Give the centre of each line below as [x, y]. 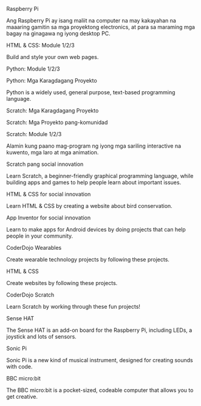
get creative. [22, 397]
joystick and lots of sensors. [42, 336]
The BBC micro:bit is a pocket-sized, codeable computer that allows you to [100, 390]
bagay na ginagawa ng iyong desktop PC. [58, 33]
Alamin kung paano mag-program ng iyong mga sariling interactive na [94, 146]
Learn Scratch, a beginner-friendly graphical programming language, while [100, 176]
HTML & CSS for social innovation [49, 194]
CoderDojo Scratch [30, 295]
